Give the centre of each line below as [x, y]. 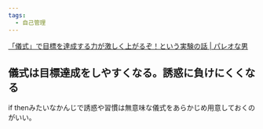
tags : [17, 15]
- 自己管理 [31, 23]
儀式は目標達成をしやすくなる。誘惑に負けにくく [127, 72]
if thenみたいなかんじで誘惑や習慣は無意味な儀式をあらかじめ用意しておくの [131, 108]
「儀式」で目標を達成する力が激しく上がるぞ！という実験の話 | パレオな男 [128, 46]
